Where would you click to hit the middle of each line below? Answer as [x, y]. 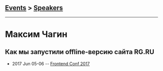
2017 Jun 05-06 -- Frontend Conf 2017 [51, 64]
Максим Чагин [36, 34]
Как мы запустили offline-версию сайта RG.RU [80, 52]
